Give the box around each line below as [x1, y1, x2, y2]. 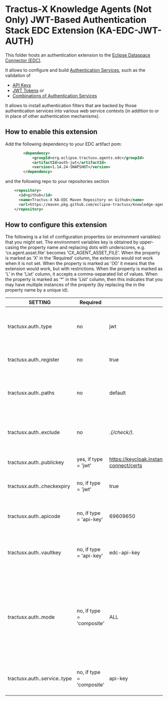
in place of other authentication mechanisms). [5, 113, 100, 119]
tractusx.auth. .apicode [7, 513, 60, 520]
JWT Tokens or [12, 87, 44, 93]
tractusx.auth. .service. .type [7, 675, 72, 682]
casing [5, 245, 19, 251]
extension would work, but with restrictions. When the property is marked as [5, 266, 163, 272]
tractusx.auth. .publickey [7, 459, 64, 466]
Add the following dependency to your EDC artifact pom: [5, 141, 122, 147]
